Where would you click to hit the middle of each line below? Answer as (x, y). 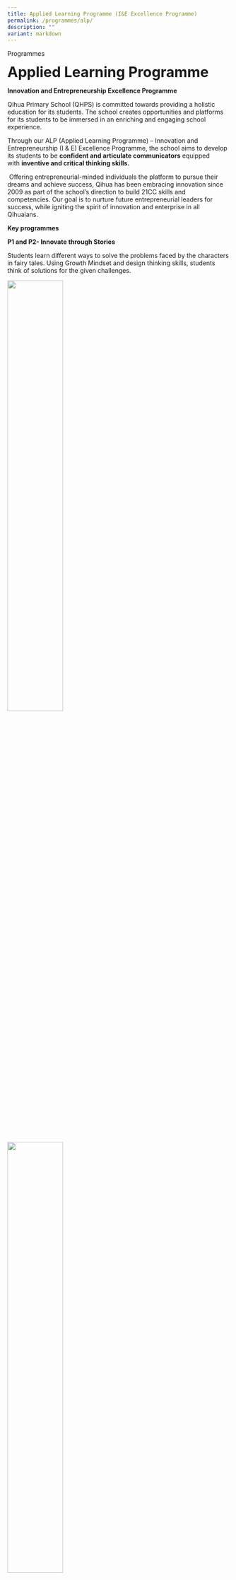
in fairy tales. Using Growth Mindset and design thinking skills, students (111, 263)
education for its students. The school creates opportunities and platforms (116, 112)
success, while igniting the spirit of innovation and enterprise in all (104, 207)
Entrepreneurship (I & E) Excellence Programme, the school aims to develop (117, 148)
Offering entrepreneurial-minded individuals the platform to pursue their (113, 177)
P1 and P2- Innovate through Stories (61, 242)
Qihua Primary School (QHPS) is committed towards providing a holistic (111, 105)
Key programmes (33, 228)
